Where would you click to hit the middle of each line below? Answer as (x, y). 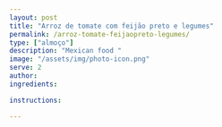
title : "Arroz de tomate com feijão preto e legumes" (112, 26)
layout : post (34, 17)
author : (24, 76)
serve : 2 (26, 68)
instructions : (36, 100)
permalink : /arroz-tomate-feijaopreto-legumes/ (100, 34)
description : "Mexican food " (66, 51)
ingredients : (34, 84)
